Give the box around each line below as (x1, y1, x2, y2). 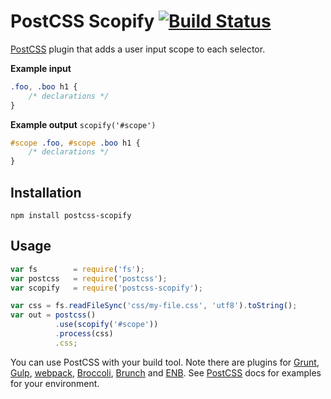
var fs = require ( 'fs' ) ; (10, 264, 145, 274)
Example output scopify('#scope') (10, 118, 157, 130)
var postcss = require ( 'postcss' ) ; (10, 273, 168, 284)
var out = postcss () (10, 310, 97, 320)
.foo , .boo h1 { (10, 81, 78, 92)
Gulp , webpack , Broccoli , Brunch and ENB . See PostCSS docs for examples (10, 366, 322, 379)
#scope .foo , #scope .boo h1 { (10, 138, 141, 148)
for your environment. (10, 377, 100, 389)
